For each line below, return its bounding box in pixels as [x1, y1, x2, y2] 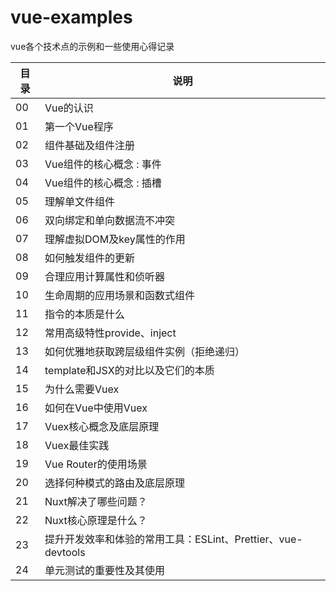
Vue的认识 [44, 101, 94, 115]
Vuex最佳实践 [44, 438, 110, 452]
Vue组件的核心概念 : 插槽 [44, 176, 162, 190]
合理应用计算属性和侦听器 [44, 269, 166, 283]
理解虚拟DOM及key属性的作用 [44, 232, 186, 246]
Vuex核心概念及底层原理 [44, 419, 160, 433]
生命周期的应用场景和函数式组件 [44, 288, 196, 302]
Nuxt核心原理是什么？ [44, 513, 148, 527]
